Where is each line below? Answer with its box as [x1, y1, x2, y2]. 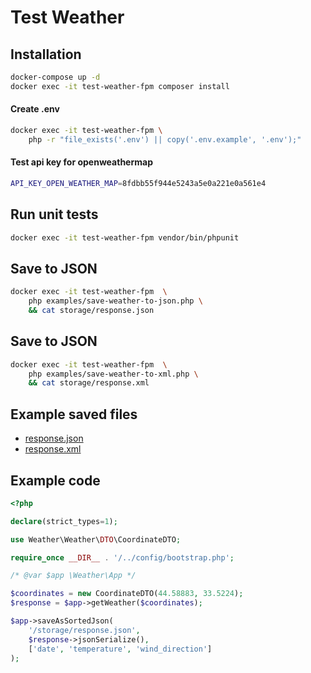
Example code [10, 472, 101, 489]
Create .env [10, 103, 60, 115]
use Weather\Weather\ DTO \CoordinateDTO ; [10, 534, 182, 545]
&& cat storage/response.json [28, 306, 155, 316]
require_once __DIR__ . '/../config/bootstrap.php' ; [10, 552, 235, 563]
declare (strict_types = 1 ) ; [10, 516, 118, 526]
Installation [10, 46, 82, 63]
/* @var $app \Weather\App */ [10, 571, 137, 581]
